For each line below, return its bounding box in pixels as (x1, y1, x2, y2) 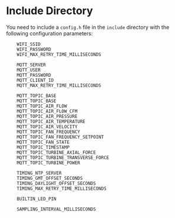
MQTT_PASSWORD (16, 72, 51, 78)
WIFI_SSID (16, 41, 41, 47)
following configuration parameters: (6, 29, 93, 37)
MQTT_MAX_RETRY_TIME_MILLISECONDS (16, 82, 101, 88)
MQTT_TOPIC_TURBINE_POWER (16, 160, 81, 166)
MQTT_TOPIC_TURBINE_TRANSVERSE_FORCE (16, 154, 110, 160)
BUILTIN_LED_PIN (16, 196, 57, 202)
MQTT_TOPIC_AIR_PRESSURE (16, 113, 78, 119)
